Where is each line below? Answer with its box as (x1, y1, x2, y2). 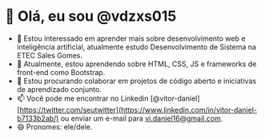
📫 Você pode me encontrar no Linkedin (16, 93, 149, 103)
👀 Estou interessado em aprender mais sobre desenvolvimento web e (16, 34, 246, 43)
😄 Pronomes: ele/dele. (16, 121, 93, 131)
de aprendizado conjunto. (16, 84, 102, 94)
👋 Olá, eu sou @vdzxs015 (5, 7, 177, 26)
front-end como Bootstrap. (16, 67, 106, 77)
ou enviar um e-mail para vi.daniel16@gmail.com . (60, 113, 223, 123)
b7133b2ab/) (16, 113, 59, 123)
